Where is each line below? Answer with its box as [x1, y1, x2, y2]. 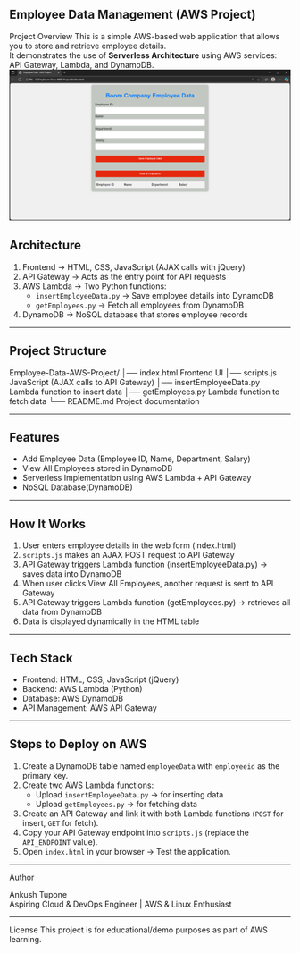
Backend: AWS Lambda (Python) [21, 684, 143, 695]
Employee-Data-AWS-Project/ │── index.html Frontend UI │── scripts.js [9, 367, 277, 378]
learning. [9, 933, 42, 944]
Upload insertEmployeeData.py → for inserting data [35, 789, 224, 799]
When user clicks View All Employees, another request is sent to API [21, 578, 274, 589]
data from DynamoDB [21, 607, 103, 618]
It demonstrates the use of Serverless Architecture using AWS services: [9, 49, 278, 61]
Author [9, 872, 35, 882]
